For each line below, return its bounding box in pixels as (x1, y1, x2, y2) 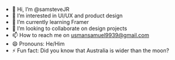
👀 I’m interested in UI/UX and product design (11, 12, 123, 19)
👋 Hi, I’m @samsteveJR (11, 6, 70, 13)
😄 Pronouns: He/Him (11, 40, 65, 47)
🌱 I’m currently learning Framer (11, 19, 89, 25)
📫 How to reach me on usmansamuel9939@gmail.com (11, 32, 149, 38)
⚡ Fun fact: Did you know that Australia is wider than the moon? (11, 47, 170, 54)
